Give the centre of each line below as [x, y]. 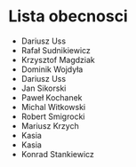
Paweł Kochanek [52, 97]
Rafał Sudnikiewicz [56, 50]
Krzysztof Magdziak [58, 60]
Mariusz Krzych [50, 125]
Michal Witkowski [53, 107]
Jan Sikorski [44, 88]
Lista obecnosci [68, 16]
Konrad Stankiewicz [58, 154]
